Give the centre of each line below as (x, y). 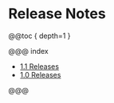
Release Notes (57, 14)
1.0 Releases (40, 74)
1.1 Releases (39, 66)
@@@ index (29, 51)
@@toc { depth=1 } (39, 36)
